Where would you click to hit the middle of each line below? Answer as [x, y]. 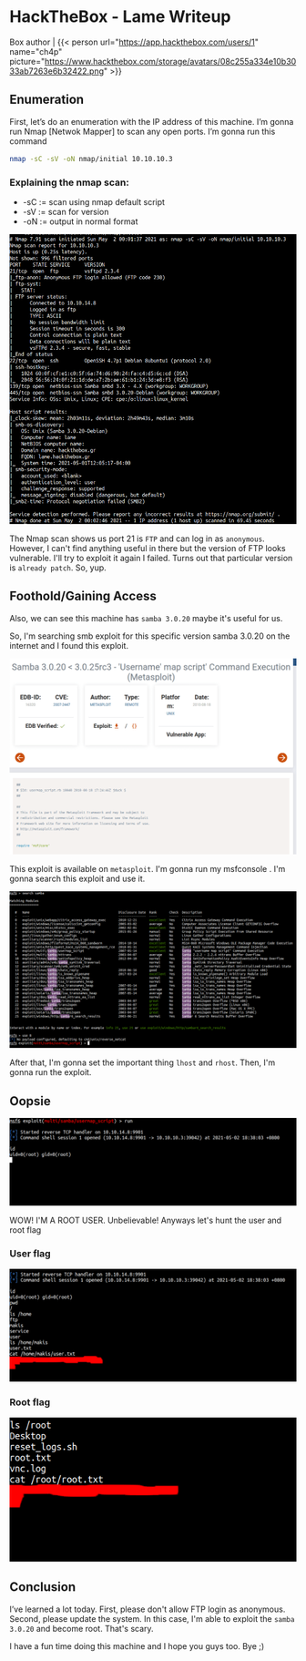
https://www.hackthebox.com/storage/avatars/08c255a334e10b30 [170, 61]
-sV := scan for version [66, 211]
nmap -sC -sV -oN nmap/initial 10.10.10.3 [91, 159]
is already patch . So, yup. [58, 568]
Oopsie [31, 1101]
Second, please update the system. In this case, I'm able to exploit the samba [152, 1618]
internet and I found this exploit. [69, 645]
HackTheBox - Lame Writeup [120, 17]
